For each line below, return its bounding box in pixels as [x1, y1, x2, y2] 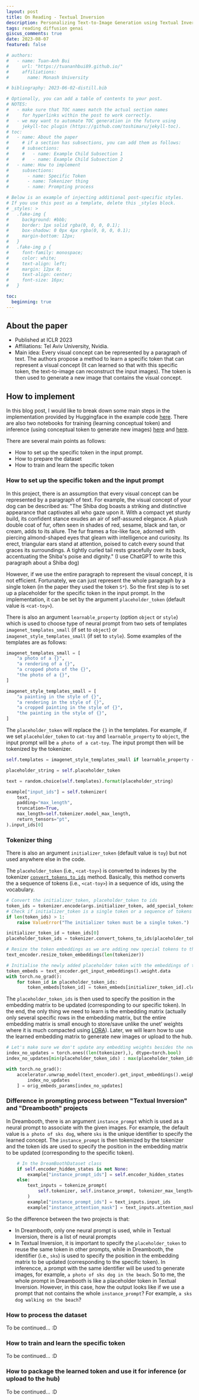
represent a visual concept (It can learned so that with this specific [14, 362, 178, 369]
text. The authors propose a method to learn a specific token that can [14, 355, 185, 362]
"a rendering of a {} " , [17, 661, 76, 667]
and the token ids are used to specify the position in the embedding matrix [6, 1142, 188, 1149]
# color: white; [6, 255, 57, 261]
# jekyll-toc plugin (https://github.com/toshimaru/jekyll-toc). [6, 123, 182, 129]
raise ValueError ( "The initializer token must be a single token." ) [17, 919, 190, 926]
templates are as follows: [6, 638, 67, 646]
